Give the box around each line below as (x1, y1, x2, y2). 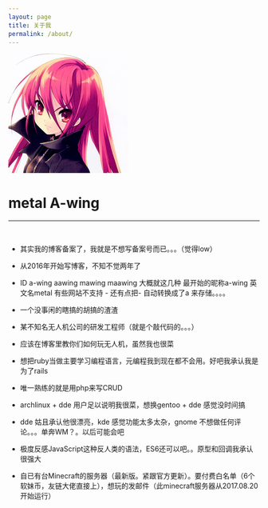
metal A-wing (8, 194, 100, 212)
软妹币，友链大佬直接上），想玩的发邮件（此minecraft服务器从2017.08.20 (19, 481, 258, 491)
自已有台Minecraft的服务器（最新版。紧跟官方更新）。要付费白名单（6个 (19, 471, 255, 481)
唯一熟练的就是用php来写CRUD (19, 383, 123, 393)
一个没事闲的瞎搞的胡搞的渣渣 (19, 305, 118, 315)
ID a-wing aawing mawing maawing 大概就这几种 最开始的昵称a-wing (19, 278, 249, 288)
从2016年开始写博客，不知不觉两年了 (19, 261, 141, 271)
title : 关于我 (8, 21, 52, 30)
